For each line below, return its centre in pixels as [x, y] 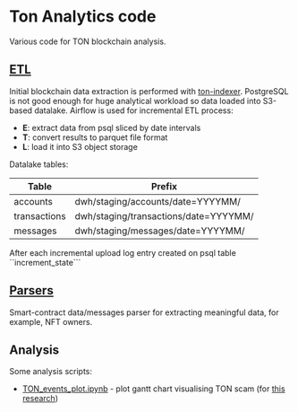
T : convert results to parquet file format [95, 137]
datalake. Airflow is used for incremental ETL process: [134, 110]
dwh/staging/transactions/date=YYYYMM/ [164, 215]
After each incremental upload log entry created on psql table [123, 252]
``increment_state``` [45, 262]
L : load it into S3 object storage [80, 146]
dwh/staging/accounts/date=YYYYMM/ [158, 201]
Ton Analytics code [83, 17]
